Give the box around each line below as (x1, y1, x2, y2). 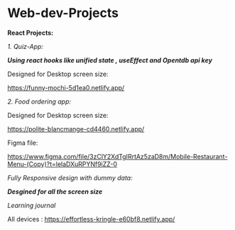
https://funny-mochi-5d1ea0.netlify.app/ (7, 83, 125, 92)
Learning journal (7, 201, 56, 209)
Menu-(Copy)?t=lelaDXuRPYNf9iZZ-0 (7, 160, 118, 168)
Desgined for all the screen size (7, 187, 103, 196)
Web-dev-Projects (7, 5, 119, 21)
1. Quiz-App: (7, 42, 44, 50)
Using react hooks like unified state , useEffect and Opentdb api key (7, 55, 213, 65)
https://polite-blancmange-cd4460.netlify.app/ (7, 124, 145, 133)
